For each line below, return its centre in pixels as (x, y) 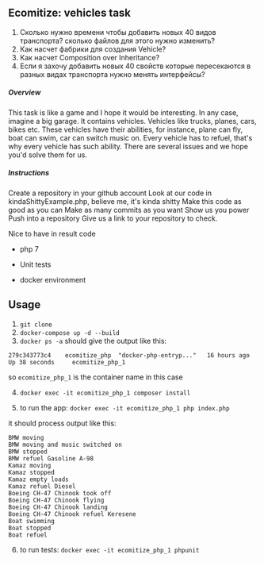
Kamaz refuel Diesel (42, 486)
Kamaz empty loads (38, 479)
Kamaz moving (30, 465)
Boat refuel (28, 535)
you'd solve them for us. (48, 155)
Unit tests (35, 264)
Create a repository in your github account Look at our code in (110, 193)
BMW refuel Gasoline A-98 (51, 458)
